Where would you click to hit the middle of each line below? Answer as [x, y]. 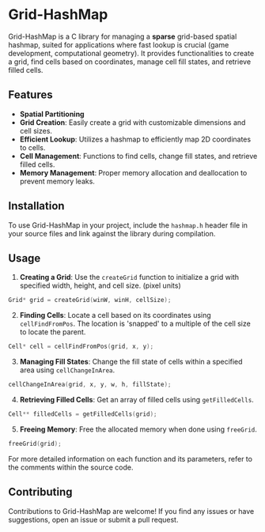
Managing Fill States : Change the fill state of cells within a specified [131, 362]
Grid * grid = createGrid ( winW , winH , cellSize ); [90, 300]
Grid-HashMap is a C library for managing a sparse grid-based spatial [123, 36]
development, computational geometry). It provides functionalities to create [131, 53]
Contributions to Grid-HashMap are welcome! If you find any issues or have [131, 511]
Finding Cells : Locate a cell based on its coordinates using [115, 315]
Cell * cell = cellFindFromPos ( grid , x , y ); [81, 347]
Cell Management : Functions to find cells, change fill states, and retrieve [138, 156]
